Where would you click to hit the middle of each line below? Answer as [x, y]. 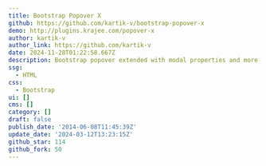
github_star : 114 [37, 142]
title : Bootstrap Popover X [55, 16]
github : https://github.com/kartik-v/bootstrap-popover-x [106, 23]
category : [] [30, 113]
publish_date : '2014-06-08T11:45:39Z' [72, 127]
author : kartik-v [37, 38]
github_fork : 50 [35, 149]
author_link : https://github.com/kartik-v [80, 45]
